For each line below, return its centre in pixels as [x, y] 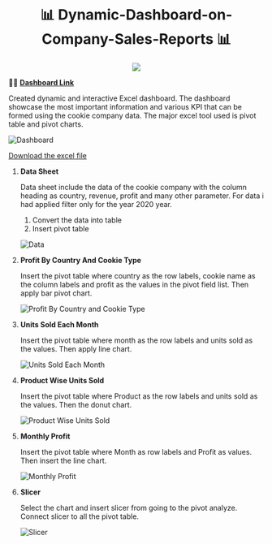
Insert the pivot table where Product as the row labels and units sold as [139, 396]
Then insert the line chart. [63, 460]
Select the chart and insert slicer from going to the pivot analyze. [129, 507]
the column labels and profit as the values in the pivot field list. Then [134, 284]
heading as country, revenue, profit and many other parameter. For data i [142, 196]
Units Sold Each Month [59, 324]
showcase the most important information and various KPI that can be [125, 106]
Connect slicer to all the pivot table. [80, 516]
